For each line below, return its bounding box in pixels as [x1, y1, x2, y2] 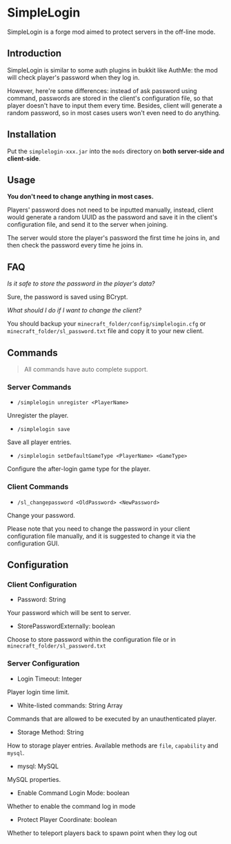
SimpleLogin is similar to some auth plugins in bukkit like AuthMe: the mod [7, 66, 219, 74]
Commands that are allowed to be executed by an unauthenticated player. [7, 714, 217, 723]
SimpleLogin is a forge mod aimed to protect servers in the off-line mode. [7, 28, 216, 36]
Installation [7, 129, 57, 141]
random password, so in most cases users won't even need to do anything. [7, 108, 221, 117]
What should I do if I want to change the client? [7, 306, 142, 314]
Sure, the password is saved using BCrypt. [7, 293, 128, 301]
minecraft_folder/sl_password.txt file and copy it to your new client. [7, 327, 204, 335]
